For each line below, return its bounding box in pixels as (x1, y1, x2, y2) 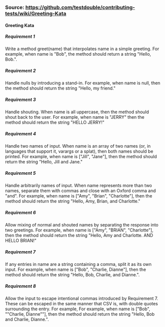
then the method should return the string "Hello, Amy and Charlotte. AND (5, 232, 154, 238)
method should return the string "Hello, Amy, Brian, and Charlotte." (5, 198, 140, 204)
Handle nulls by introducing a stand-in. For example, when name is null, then (5, 80, 161, 86)
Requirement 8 (5, 283, 36, 289)
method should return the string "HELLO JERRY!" (5, 120, 105, 126)
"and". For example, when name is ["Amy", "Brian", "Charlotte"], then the (5, 193, 153, 199)
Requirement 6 (5, 209, 36, 215)
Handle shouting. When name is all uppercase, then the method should (5, 109, 149, 115)
